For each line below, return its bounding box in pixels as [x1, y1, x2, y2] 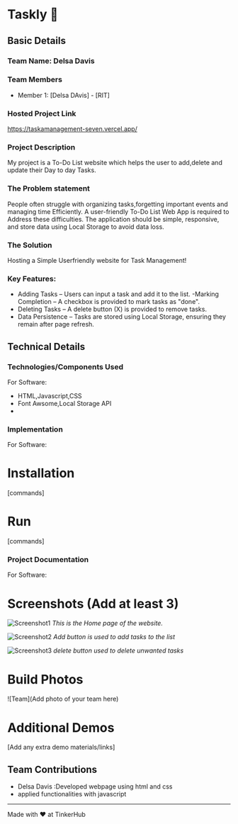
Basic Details [7, 35, 66, 47]
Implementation [7, 424, 64, 434]
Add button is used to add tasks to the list [52, 633, 176, 641]
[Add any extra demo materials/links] [7, 743, 115, 752]
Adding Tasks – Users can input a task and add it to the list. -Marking [17, 290, 220, 298]
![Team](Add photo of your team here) [7, 694, 119, 704]
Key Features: [7, 273, 57, 283]
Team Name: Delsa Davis [7, 56, 95, 66]
